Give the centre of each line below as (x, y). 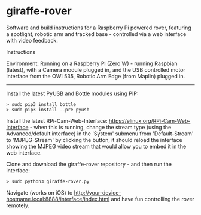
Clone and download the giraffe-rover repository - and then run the (89, 164)
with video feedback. (32, 40)
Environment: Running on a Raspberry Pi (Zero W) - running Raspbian (92, 63)
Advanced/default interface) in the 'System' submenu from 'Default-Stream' (100, 134)
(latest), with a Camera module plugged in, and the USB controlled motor (96, 69)
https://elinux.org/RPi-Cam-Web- (150, 120)
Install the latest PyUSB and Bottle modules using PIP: (72, 93)
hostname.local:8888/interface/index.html (58, 199)
